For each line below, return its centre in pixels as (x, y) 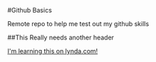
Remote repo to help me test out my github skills (78, 24)
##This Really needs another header (61, 37)
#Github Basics (30, 10)
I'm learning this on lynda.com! (53, 51)
